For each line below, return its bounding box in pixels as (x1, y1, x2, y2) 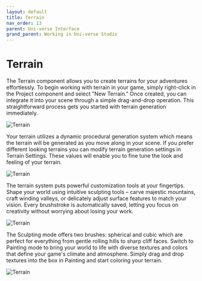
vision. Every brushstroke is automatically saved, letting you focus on (6, 201, 179, 208)
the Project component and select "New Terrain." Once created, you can (6, 90, 187, 97)
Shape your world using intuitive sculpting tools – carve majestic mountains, (6, 189, 195, 196)
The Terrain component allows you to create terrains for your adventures (6, 77, 187, 85)
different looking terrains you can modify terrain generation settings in (6, 146, 181, 153)
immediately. (6, 109, 38, 117)
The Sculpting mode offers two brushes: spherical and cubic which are (6, 231, 183, 239)
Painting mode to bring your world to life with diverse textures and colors (6, 244, 188, 251)
